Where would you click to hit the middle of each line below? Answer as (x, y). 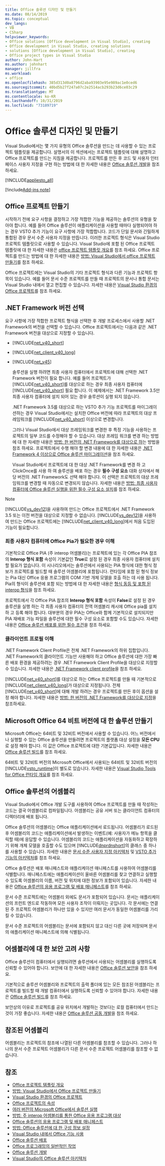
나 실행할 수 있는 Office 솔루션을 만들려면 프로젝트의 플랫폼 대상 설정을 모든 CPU (82, 739)
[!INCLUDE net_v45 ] (32, 362)
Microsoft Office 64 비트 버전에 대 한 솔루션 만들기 (79, 720)
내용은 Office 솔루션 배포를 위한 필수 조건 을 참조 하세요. (58, 624)
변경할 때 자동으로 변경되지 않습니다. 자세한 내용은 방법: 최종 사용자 (94, 483)
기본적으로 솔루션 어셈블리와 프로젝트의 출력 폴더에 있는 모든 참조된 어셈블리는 (80, 984)
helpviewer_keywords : (27, 37)
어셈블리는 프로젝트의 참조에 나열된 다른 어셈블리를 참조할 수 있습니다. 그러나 (79, 1043)
